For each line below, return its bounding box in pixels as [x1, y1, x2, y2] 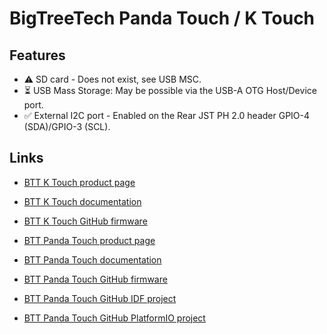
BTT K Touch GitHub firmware [23, 215, 148, 227]
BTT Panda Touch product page [23, 234, 156, 246]
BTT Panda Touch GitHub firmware [23, 273, 168, 285]
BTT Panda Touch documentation [23, 253, 162, 266]
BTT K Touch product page [23, 176, 136, 188]
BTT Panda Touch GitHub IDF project [23, 292, 177, 304]
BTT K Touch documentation [23, 195, 142, 207]
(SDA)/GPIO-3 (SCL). [23, 121, 111, 132]
